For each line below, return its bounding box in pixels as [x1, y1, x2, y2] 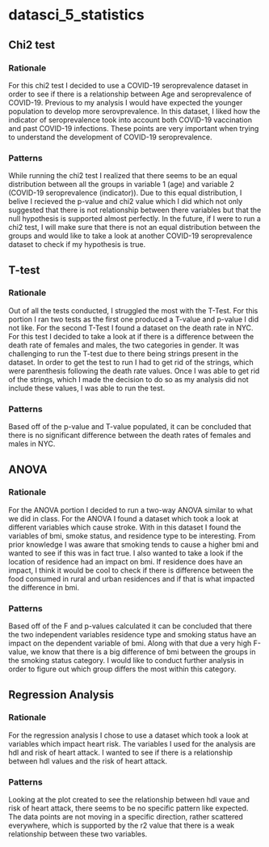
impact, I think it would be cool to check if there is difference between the [8, 565, 254, 575]
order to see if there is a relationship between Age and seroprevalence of [8, 89, 252, 99]
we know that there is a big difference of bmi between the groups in [30, 647, 256, 657]
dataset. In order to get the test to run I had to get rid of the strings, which [8, 357, 254, 367]
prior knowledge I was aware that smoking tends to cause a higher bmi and [8, 539, 259, 549]
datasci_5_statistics [8, 6, 145, 24]
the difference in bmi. [8, 582, 79, 592]
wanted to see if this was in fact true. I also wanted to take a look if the [8, 548, 244, 558]
